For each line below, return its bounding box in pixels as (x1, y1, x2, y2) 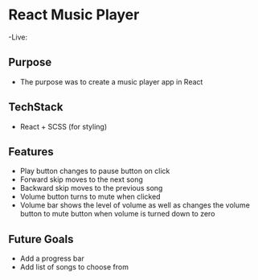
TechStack (8, 101, 63, 114)
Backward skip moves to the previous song (19, 183, 163, 193)
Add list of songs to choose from (19, 262, 129, 272)
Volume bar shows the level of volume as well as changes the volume (19, 200, 251, 210)
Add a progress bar (19, 253, 84, 263)
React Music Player (8, 6, 140, 24)
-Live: (8, 32, 28, 42)
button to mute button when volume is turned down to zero (19, 209, 215, 219)
